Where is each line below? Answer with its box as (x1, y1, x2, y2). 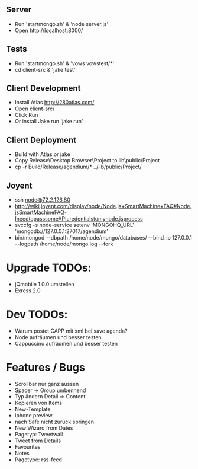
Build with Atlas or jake (14, 151, 71, 158)
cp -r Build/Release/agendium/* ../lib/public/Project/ (14, 163, 142, 171)
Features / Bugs (6, 361, 86, 374)
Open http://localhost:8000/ (14, 27, 83, 34)
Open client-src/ (14, 105, 55, 112)
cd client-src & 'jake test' (14, 66, 76, 73)
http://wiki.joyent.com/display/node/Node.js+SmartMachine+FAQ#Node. (14, 203, 192, 210)
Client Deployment (6, 135, 77, 145)
